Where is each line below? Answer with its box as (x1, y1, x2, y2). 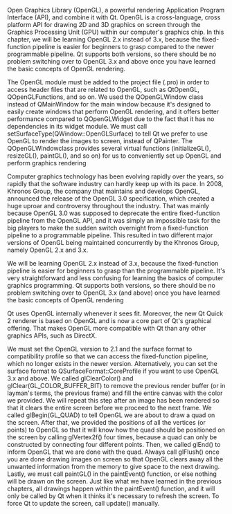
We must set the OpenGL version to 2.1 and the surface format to (7, 345, 193, 353)
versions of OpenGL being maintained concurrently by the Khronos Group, (7, 239, 220, 246)
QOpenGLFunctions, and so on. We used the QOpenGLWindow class (7, 93, 204, 101)
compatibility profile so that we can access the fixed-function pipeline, (7, 352, 209, 360)
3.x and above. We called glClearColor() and (7, 374, 134, 383)
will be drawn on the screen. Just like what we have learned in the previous (7, 477, 222, 485)
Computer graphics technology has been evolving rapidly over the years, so (7, 172, 224, 181)
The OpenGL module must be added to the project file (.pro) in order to (7, 78, 210, 86)
